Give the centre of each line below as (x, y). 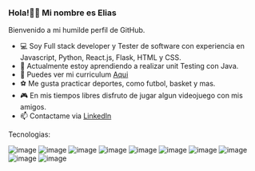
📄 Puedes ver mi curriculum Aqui (74, 74)
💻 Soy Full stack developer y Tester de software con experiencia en (132, 46)
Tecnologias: (29, 134)
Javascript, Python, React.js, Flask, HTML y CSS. (100, 58)
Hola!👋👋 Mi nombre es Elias (63, 13)
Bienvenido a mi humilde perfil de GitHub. (77, 30)
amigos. (33, 107)
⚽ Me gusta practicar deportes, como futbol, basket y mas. (118, 84)
